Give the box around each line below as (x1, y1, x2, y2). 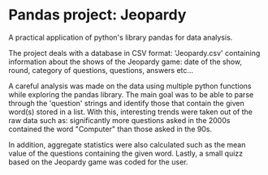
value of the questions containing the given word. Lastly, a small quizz (8, 148, 244, 158)
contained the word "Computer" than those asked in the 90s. (8, 124, 213, 134)
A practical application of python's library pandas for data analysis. (8, 32, 233, 42)
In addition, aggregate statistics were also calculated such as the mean (8, 139, 246, 149)
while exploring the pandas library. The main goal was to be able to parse (8, 89, 254, 99)
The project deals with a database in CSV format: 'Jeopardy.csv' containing (8, 48, 261, 58)
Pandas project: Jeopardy (8, 6, 187, 24)
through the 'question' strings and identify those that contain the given (8, 98, 245, 108)
